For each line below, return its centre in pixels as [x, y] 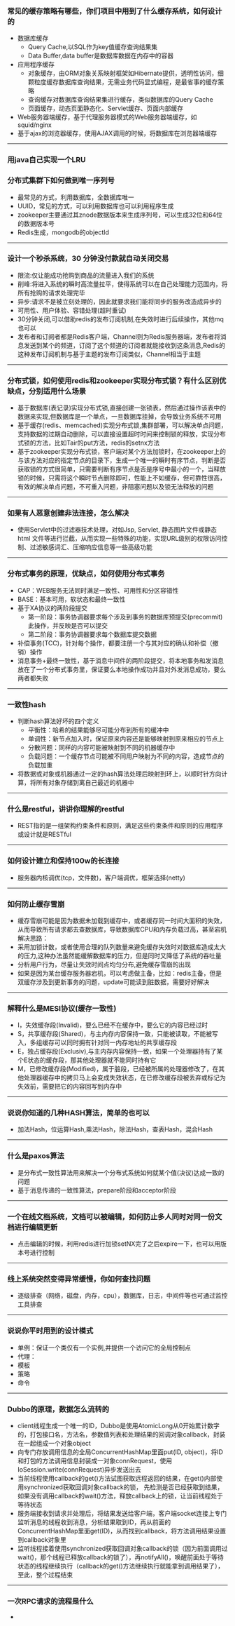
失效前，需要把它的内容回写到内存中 [70, 1087]
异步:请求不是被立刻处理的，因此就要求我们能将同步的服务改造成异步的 [119, 301]
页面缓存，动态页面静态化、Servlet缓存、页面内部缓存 [106, 108]
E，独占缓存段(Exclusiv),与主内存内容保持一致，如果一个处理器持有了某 [120, 1051]
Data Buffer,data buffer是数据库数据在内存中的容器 [101, 56]
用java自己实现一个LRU [47, 160]
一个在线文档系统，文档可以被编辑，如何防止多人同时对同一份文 [115, 1216]
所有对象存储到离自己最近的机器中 [85, 782]
